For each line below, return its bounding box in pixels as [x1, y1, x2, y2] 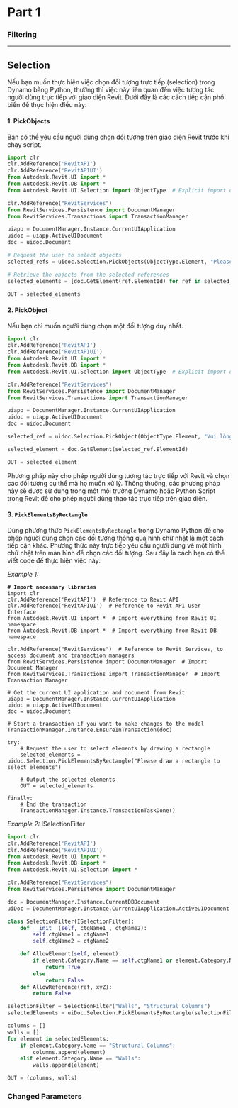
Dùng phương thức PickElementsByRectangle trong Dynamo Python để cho [7, 526, 225, 534]
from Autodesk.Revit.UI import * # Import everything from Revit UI [7, 614, 217, 621]
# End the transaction [20, 801, 87, 808]
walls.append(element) [33, 1062, 100, 1069]
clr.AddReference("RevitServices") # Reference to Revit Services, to [7, 646, 223, 653]
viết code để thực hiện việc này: [7, 556, 101, 565]
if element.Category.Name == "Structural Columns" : [20, 1042, 176, 1049]
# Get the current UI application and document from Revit [7, 689, 186, 696]
